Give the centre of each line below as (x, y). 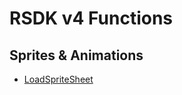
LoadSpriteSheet (58, 79)
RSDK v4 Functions (91, 18)
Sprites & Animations (76, 55)
